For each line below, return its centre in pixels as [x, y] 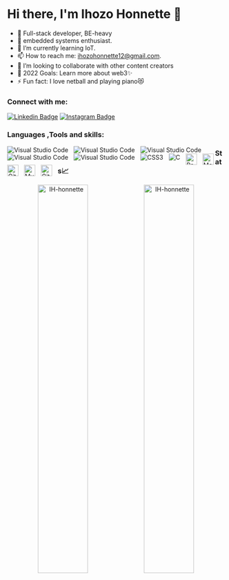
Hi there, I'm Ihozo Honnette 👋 [94, 14]
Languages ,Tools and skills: [56, 135]
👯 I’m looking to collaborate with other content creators [95, 66]
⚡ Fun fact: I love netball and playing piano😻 [81, 81]
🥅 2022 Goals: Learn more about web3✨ [75, 73]
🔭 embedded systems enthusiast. [64, 40]
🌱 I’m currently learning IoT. [56, 48]
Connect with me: [38, 102]
